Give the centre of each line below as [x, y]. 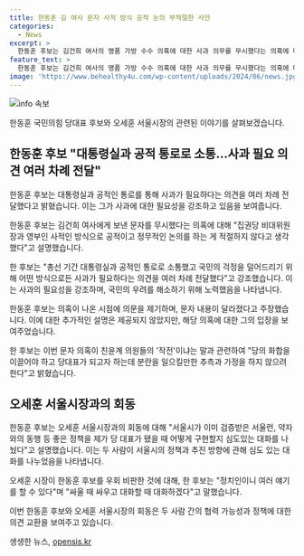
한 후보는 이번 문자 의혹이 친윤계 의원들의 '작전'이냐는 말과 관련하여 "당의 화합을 [150, 350]
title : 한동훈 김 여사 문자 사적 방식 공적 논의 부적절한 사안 [110, 18]
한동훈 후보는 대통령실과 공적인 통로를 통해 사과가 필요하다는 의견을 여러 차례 [145, 194]
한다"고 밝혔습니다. [43, 372]
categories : [32, 26]
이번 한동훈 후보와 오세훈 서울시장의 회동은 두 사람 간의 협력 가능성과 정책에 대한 [151, 511]
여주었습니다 [32, 331]
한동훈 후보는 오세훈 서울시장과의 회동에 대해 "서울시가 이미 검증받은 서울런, [143, 428]
